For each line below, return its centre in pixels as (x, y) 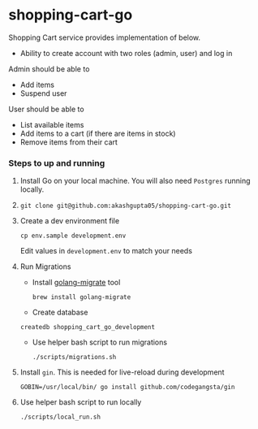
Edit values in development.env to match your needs (106, 251)
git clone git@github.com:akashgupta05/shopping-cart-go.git (126, 206)
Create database (60, 312)
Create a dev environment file (70, 221)
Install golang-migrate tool (76, 283)
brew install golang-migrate (82, 297)
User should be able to (46, 109)
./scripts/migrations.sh (74, 357)
